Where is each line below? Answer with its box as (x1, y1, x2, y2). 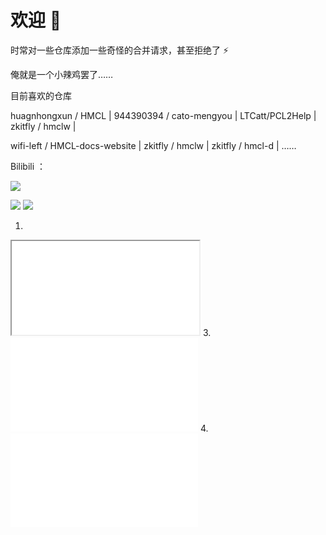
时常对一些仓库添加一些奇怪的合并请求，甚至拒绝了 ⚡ (10, 44, 230, 56)
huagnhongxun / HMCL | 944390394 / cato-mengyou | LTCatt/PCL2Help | (10, 109, 317, 121)
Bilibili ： (10, 160, 47, 172)
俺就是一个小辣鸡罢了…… (10, 68, 114, 80)
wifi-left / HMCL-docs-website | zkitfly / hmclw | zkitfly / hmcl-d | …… (10, 139, 297, 151)
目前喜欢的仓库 (10, 89, 72, 101)
